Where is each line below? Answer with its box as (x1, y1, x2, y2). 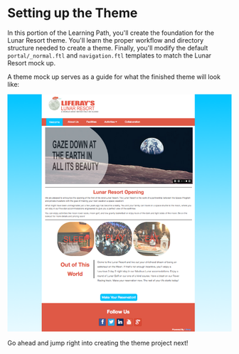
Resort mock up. (7, 58, 55, 67)
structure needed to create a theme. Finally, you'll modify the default (7, 43, 208, 52)
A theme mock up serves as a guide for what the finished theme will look (7, 73, 221, 81)
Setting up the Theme (7, 5, 138, 21)
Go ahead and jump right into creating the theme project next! (7, 338, 188, 347)
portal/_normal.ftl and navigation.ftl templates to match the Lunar (7, 51, 212, 60)
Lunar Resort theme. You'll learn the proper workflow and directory (7, 36, 204, 44)
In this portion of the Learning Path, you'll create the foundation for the (7, 28, 215, 37)
